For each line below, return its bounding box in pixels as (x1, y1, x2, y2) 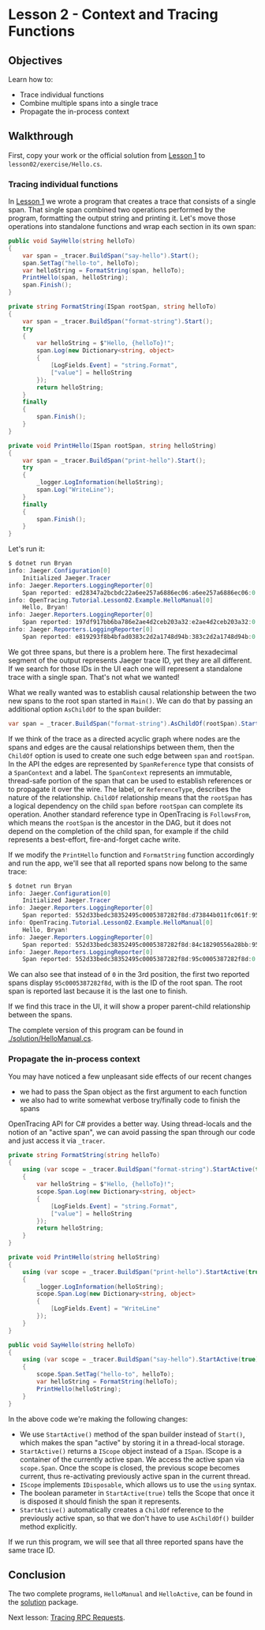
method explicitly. (19, 1522, 77, 1531)
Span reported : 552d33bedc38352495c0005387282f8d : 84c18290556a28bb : (22, 941, 252, 948)
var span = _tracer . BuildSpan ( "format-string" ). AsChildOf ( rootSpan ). (8, 719, 242, 727)
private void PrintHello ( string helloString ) (8, 1253, 160, 1261)
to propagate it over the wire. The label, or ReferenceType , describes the (8, 784, 241, 794)
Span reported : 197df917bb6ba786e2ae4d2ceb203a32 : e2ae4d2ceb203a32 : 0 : (22, 618, 259, 626)
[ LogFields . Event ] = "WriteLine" (50, 1305, 160, 1313)
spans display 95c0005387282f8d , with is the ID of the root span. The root (8, 978, 243, 988)
